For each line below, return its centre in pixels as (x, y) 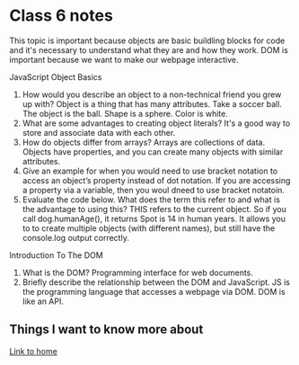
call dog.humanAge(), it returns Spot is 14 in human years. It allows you (154, 218)
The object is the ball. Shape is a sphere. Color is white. (125, 113)
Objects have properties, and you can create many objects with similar (153, 151)
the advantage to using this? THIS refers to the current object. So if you (154, 209)
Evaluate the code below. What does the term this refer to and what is (151, 200)
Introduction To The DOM (56, 255)
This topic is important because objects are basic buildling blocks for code (147, 40)
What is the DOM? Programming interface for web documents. (138, 272)
